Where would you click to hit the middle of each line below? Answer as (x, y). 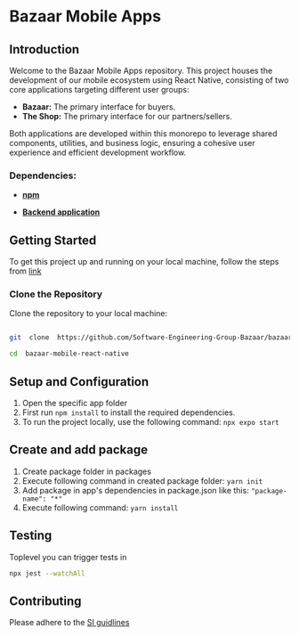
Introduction (44, 49)
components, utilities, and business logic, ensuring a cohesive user (132, 143)
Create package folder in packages (86, 471)
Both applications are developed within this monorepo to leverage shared (143, 134)
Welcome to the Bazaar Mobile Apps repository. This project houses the (141, 70)
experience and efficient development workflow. (98, 152)
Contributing (45, 601)
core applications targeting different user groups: (99, 90)
